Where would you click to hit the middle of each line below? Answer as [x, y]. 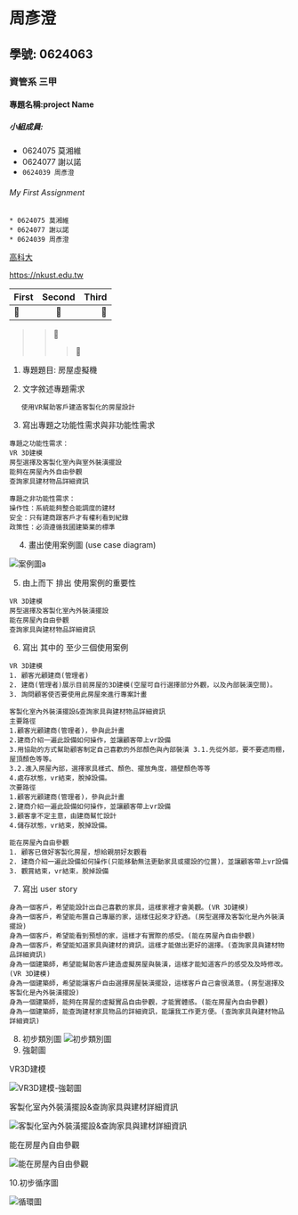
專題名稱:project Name [52, 104]
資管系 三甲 [33, 81]
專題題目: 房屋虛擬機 [60, 370]
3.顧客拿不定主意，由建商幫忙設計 [63, 816]
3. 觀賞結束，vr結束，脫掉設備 [59, 872]
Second [59, 297]
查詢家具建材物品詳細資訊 [49, 482]
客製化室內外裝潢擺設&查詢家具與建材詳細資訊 [94, 1107]
